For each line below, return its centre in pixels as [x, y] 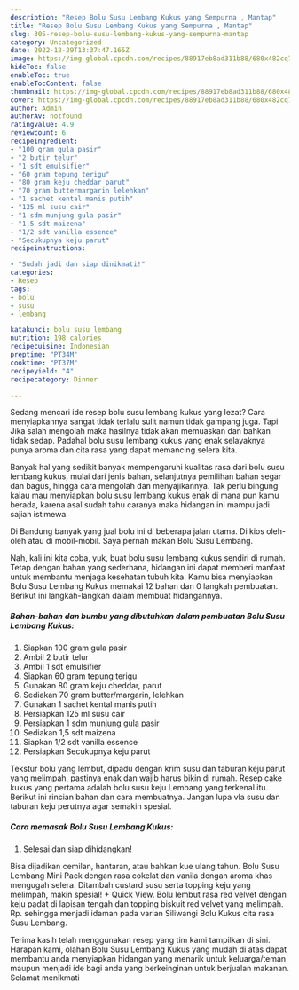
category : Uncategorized [56, 42]
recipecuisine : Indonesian [60, 347]
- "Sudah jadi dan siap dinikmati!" [78, 264]
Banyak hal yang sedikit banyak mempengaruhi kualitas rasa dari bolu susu [147, 467]
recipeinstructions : [48, 248]
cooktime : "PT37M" [44, 363]
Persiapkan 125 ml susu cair [74, 714]
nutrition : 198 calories [56, 338]
